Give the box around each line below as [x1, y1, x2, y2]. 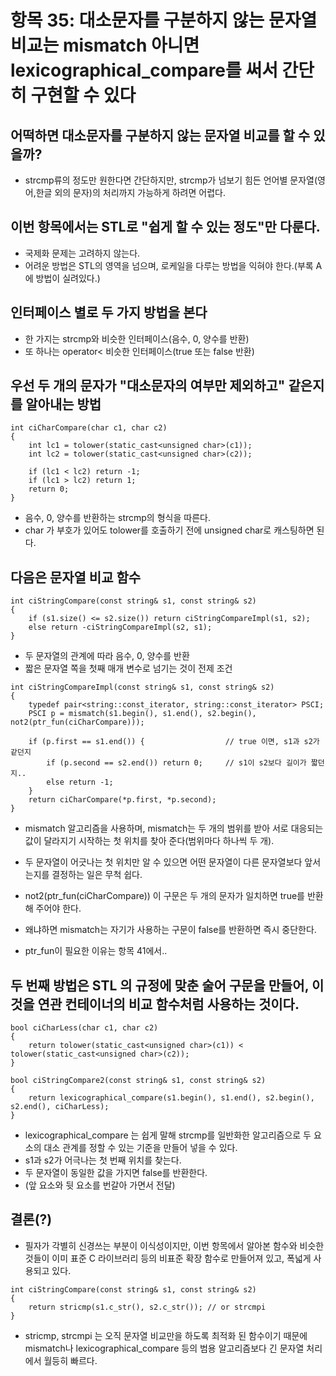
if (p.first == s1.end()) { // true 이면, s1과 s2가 [28, 737, 320, 747]
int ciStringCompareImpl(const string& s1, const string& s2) [10, 682, 275, 693]
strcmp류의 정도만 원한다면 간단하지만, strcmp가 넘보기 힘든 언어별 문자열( [24, 174, 318, 186]
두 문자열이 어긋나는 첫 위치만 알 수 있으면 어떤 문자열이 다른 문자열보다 [24, 856, 303, 868]
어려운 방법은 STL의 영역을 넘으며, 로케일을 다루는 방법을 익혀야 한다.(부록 [24, 259, 314, 271]
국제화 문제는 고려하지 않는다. [24, 247, 141, 259]
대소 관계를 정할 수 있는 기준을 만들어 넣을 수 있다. [43, 1142, 238, 1154]
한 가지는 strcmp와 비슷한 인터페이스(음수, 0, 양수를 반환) [24, 332, 250, 345]
